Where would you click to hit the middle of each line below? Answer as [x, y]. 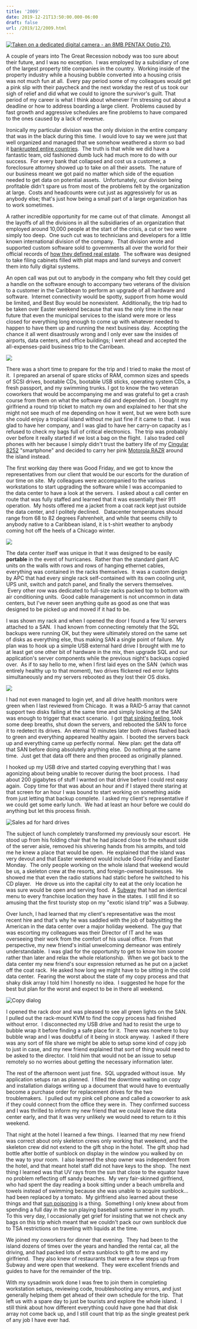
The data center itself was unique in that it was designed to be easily [89, 553]
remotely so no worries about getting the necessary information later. [90, 1062]
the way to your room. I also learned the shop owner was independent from [98, 1159]
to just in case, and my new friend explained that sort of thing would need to [98, 1049]
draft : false [22, 22]
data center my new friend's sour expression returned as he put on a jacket [97, 964]
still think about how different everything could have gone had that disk [92, 1308]
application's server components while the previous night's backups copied [98, 658]
